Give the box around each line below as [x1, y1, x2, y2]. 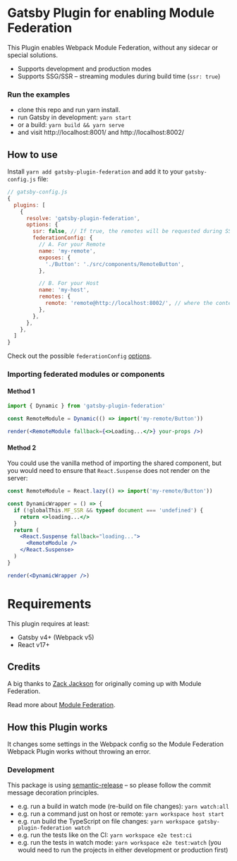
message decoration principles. [7, 788, 99, 797]
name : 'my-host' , [38, 287, 90, 294]
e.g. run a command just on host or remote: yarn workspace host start [17, 809, 224, 818]
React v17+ [17, 640, 51, 649]
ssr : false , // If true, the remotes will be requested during [32, 228, 222, 235]
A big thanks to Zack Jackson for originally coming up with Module [7, 680, 202, 688]
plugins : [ [13, 201, 46, 209]
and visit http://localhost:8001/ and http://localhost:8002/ [17, 128, 185, 137]
